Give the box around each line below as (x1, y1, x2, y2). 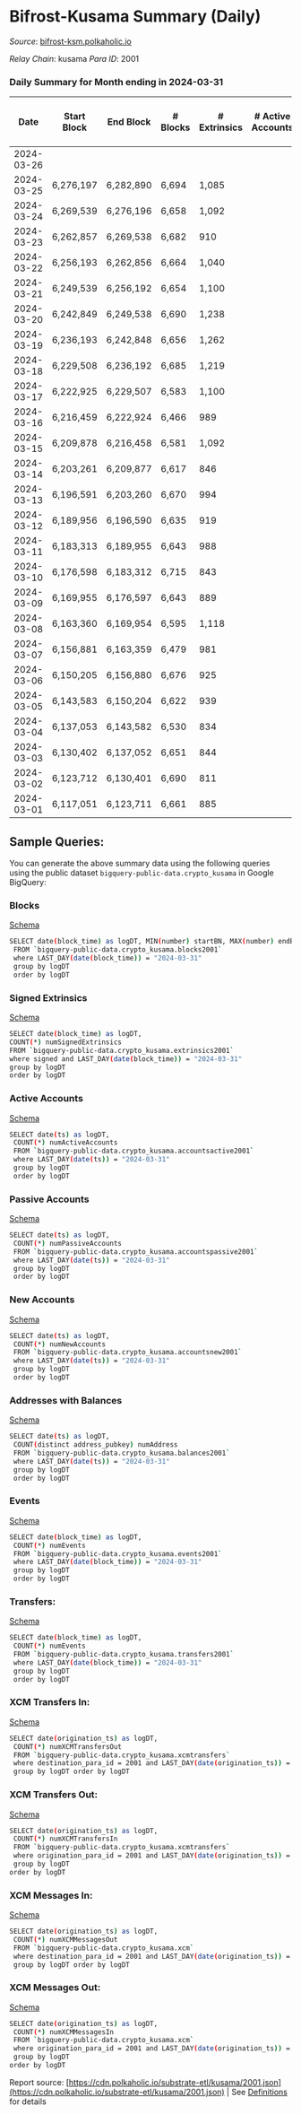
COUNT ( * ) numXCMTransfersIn (13, 1834, 118, 1844)
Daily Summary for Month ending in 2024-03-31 (9, 75, 224, 88)
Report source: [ (9, 2076, 70, 2087)
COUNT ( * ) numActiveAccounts (13, 1138, 118, 1147)
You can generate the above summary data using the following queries (9, 858, 271, 869)
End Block (107, 116, 151, 128)
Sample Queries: (9, 834, 105, 849)
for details (9, 2096, 47, 2107)
